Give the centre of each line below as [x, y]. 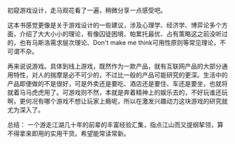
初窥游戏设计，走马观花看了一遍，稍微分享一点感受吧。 [87, 10]
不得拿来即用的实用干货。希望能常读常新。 [69, 134]
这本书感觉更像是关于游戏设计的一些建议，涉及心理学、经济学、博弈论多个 [114, 25]
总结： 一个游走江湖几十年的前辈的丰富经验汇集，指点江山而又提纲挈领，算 [115, 125]
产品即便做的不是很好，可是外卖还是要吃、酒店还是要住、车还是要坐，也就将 [117, 84]
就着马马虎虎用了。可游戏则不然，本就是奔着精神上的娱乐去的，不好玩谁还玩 [117, 92]
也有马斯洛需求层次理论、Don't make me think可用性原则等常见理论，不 [122, 43]
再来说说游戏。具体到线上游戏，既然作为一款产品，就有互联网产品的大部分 [114, 66]
